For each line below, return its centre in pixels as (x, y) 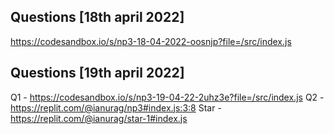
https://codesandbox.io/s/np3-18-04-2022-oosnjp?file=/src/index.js (151, 41)
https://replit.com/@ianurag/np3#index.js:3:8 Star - (116, 107)
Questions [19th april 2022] (97, 73)
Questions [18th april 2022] (97, 17)
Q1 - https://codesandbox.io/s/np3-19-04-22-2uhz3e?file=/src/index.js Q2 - (167, 97)
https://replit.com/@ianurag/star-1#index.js (99, 118)
